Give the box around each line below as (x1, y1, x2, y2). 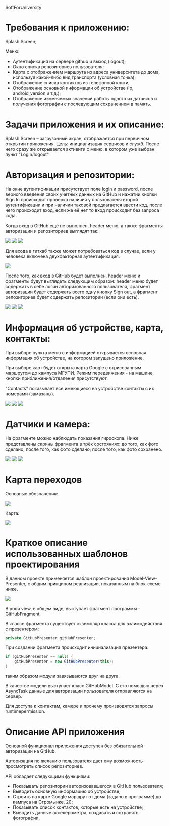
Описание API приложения (5, 726, 125, 738)
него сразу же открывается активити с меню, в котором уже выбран (5, 146, 155, 152)
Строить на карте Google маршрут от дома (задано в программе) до (12, 794, 161, 799)
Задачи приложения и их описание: (5, 119, 164, 130)
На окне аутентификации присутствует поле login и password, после (5, 186, 153, 192)
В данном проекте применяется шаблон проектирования (5, 575, 129, 581)
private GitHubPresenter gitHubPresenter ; (5, 635, 96, 640)
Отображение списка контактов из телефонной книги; (12, 79, 130, 85)
